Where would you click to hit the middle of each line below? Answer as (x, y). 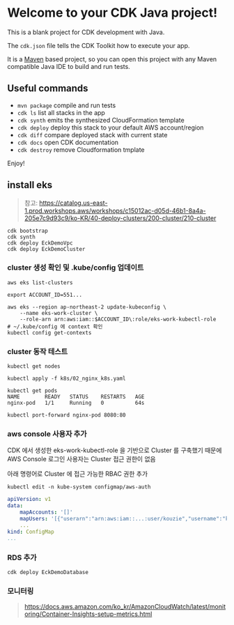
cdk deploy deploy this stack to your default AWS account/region (110, 128)
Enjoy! (16, 163)
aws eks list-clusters (40, 283)
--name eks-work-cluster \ (59, 313)
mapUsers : (34, 519)
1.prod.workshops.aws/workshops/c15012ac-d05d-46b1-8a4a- (115, 210)
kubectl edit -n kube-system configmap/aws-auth (79, 487)
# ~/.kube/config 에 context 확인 (55, 326)
